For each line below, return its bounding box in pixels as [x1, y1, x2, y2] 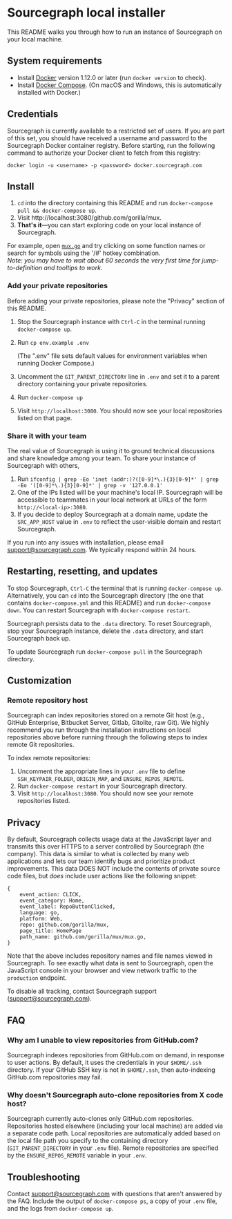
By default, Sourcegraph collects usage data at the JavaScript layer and [7, 835, 212, 844]
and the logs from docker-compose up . [7, 1204, 114, 1213]
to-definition [7, 264, 43, 272]
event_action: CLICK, [19, 891, 81, 898]
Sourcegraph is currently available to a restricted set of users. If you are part [7, 126, 225, 135]
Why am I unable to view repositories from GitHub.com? [7, 1035, 199, 1045]
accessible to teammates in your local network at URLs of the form [17, 495, 207, 504]
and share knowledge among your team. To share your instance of [7, 454, 197, 462]
